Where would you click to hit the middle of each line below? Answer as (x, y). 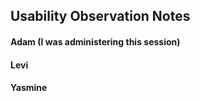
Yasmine (29, 88)
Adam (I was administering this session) (95, 41)
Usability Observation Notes (100, 16)
